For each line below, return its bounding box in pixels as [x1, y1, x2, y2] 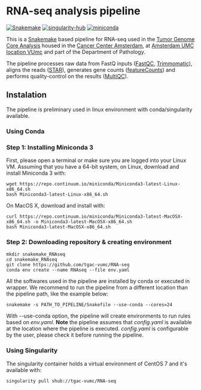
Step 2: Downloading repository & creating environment [6, 237, 172, 246]
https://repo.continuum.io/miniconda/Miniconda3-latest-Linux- [19, 181, 181, 187]
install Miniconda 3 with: [6, 169, 66, 176]
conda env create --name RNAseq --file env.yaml [6, 267, 130, 273]
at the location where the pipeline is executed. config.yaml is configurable [6, 325, 188, 333]
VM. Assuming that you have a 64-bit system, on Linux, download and [6, 163, 179, 170]
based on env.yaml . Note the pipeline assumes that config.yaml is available [6, 319, 193, 326]
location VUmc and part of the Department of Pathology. [6, 48, 145, 55]
